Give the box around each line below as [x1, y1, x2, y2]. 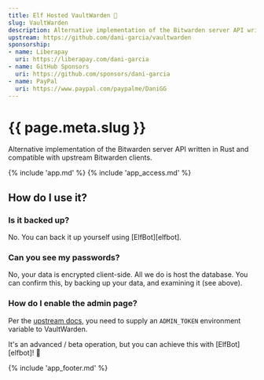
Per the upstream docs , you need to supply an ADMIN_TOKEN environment [8, 315, 241, 325]
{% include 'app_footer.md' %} [8, 363, 108, 372]
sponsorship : [8, 41, 51, 49]
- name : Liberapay [8, 48, 68, 56]
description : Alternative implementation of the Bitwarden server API [8, 26, 244, 34]
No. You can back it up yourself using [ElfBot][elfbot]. [8, 233, 182, 242]
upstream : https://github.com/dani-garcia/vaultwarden [8, 33, 192, 42]
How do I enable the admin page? [8, 298, 137, 309]
